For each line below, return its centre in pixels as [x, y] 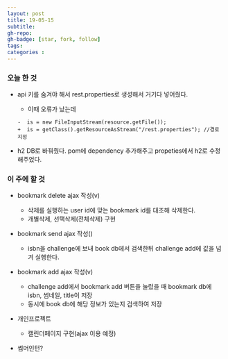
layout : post [26, 14]
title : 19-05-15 [30, 20]
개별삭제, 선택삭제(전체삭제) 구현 [72, 219]
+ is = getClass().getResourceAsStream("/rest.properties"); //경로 [118, 130]
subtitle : [21, 26]
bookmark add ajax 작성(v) [55, 272]
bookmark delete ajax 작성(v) [59, 196]
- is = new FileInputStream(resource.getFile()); [92, 122]
